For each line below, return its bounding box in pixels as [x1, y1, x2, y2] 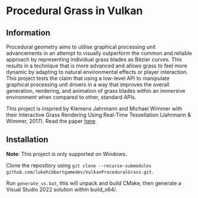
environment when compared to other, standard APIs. [6, 93, 137, 100]
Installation [6, 135, 48, 145]
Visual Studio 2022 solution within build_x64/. [6, 186, 118, 193]
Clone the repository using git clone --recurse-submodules [6, 161, 152, 169]
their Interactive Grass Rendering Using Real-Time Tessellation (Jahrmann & [6, 111, 191, 118]
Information [6, 28, 51, 38]
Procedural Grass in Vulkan [6, 4, 143, 18]
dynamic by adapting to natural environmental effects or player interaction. [6, 69, 188, 75]
